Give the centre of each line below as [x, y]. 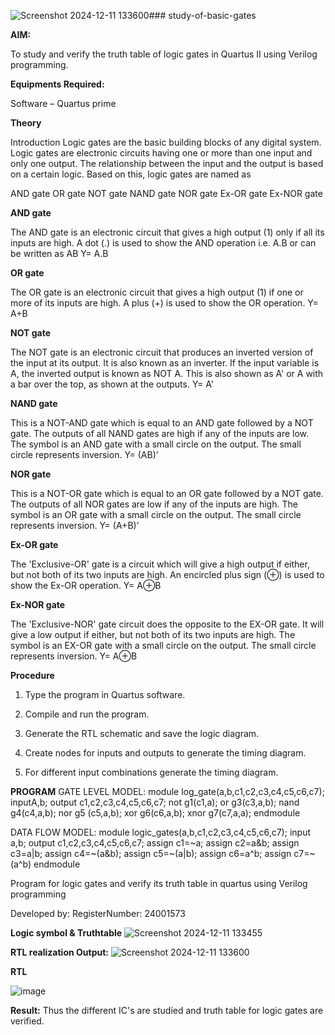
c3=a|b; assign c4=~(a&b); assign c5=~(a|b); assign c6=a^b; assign [151, 853]
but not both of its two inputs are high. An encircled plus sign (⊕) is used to [167, 574]
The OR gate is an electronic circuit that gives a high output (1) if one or [157, 292]
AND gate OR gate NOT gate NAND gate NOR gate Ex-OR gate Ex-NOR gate [166, 193]
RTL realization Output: [59, 952]
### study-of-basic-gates [202, 15]
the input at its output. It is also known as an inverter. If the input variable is [165, 363]
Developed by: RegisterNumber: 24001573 [98, 913]
